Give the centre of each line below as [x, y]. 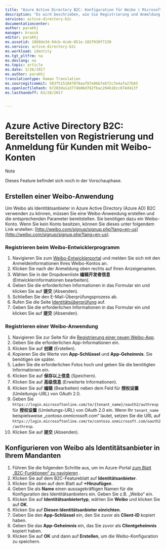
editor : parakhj [22, 38]
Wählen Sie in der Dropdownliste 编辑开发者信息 [61, 274]
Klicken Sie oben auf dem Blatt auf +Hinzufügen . [63, 483]
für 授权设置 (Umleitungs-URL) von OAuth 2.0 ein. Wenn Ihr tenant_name [85, 410]
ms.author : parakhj [25, 74]
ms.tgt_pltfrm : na [24, 56]
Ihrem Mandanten [33, 456]
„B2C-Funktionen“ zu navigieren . [46, 473]
